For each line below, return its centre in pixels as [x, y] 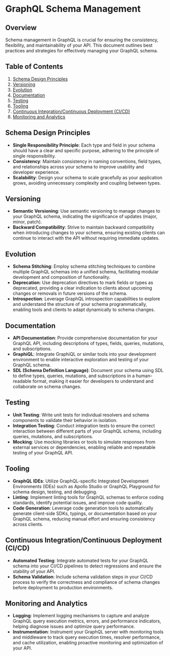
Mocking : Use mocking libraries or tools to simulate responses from [84, 442]
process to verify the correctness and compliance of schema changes [86, 582]
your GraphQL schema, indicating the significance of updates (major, [85, 216]
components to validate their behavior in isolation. [65, 420]
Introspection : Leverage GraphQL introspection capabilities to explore [86, 299]
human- [144, 376]
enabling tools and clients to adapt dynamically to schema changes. [84, 310]
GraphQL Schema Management [73, 9]
